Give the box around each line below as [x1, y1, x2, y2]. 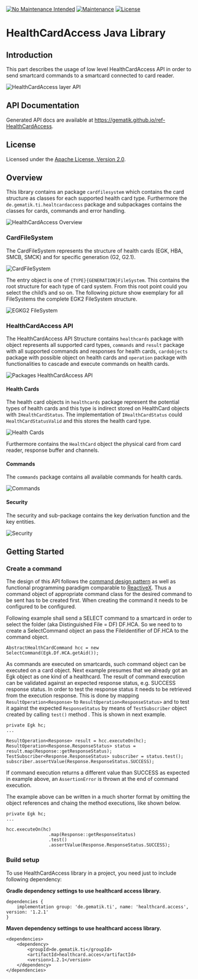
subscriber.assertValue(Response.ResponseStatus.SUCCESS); [6, 759, 155, 765]
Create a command [6, 564, 62, 572]
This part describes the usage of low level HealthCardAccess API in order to [6, 66, 191, 72]
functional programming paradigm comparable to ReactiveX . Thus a [6, 584, 171, 591]
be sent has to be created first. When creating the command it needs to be [6, 597, 188, 604]
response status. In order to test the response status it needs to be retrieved [6, 685, 192, 693]
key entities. [6, 518, 36, 525]
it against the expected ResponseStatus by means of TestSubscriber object [6, 704, 187, 712]
